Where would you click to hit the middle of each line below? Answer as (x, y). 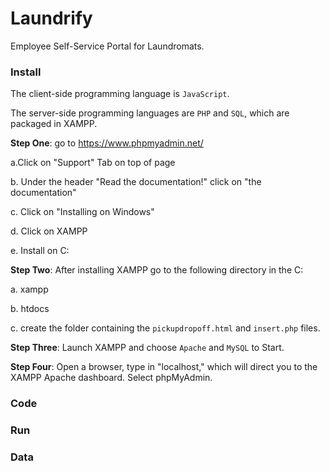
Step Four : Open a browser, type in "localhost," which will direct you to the (164, 367)
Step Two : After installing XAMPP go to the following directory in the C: (157, 270)
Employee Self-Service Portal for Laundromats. (107, 46)
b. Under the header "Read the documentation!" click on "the (136, 182)
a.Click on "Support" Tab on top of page (93, 163)
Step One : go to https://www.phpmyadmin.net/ (107, 143)
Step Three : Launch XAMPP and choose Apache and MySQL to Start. (147, 348)
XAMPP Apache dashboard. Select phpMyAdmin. (111, 378)
